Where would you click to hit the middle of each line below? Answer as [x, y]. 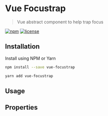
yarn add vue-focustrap [29, 76]
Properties [21, 108]
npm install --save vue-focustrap [40, 67]
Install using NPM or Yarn [30, 58]
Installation [22, 47]
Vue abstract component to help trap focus [60, 22]
